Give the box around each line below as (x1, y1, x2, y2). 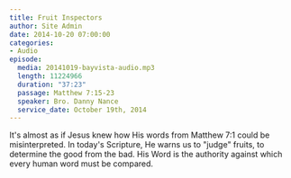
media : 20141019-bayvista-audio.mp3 (17, 64, 155, 73)
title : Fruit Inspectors (9, 13, 103, 22)
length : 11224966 (17, 72, 83, 81)
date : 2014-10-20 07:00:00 (9, 30, 111, 39)
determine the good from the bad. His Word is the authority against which (9, 149, 283, 160)
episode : (9, 55, 42, 64)
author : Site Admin (9, 22, 83, 31)
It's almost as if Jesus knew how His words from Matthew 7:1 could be (9, 129, 270, 140)
